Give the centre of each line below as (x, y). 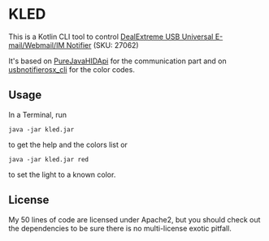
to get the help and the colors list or (68, 144)
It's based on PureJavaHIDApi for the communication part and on (118, 61)
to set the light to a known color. (62, 174)
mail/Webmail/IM (37, 45)
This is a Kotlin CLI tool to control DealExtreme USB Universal (111, 37)
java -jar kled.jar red (49, 159)
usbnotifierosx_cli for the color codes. (72, 69)
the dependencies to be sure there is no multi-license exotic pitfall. (120, 228)
